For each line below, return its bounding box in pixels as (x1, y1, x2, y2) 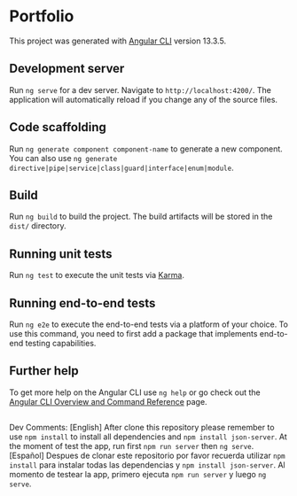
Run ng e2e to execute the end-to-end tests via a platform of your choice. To (9, 319, 289, 329)
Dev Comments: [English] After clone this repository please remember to (9, 422, 275, 433)
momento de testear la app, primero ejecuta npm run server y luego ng (9, 469, 267, 480)
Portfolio (9, 6, 74, 27)
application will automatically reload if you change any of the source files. (9, 94, 277, 105)
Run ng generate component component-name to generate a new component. (9, 143, 284, 154)
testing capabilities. (25, 338, 97, 348)
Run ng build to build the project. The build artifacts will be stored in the (9, 211, 273, 222)
